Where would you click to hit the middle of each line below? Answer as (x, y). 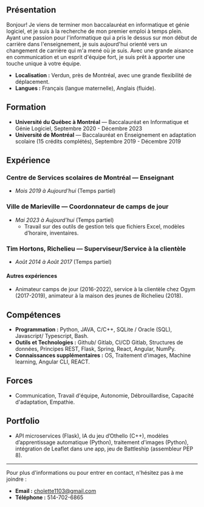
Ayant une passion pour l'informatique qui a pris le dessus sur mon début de (102, 37)
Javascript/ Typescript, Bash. (52, 336)
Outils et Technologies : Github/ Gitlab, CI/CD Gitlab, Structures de (99, 342)
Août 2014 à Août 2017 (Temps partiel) (63, 261)
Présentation (31, 10)
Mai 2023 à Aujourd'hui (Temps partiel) (64, 220)
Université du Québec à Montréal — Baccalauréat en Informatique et (102, 122)
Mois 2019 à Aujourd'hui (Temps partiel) (65, 191)
